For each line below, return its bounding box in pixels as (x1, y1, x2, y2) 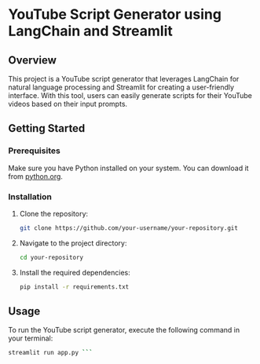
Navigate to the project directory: (19, 238, 127, 248)
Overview (8, 53, 57, 67)
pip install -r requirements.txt (19, 282, 130, 291)
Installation (8, 191, 53, 202)
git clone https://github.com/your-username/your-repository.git (19, 224, 238, 232)
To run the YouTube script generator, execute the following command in (8, 326, 240, 335)
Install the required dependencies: (19, 268, 131, 277)
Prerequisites (8, 145, 60, 156)
